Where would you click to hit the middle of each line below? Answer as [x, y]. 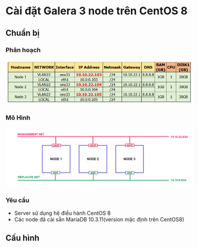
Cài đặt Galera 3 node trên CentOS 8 [97, 11]
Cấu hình [23, 238]
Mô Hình [18, 117]
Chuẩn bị [23, 33]
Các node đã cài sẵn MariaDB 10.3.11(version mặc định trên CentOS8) [99, 220]
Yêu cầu [18, 200]
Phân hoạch [23, 50]
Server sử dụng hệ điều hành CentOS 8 [62, 213]
